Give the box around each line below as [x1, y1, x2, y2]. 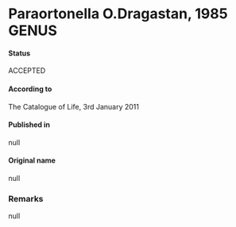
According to [8, 84, 52, 94]
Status [8, 48, 31, 58]
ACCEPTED [8, 66, 46, 75]
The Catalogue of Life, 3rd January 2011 [8, 102, 139, 111]
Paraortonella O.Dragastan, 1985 [8, 5, 228, 23]
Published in [8, 120, 50, 129]
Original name [8, 156, 56, 165]
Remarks [8, 193, 44, 204]
